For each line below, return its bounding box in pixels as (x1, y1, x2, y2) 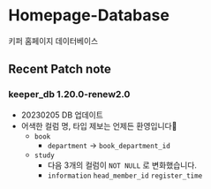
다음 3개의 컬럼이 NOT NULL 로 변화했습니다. (47, 160, 198, 170)
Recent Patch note (8, 62, 112, 77)
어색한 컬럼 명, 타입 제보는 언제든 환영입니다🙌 (20, 120, 177, 131)
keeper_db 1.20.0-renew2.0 (8, 88, 131, 101)
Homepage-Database (8, 5, 170, 26)
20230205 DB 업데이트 (20, 110, 103, 120)
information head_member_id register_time (47, 171, 203, 180)
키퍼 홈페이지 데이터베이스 (8, 35, 99, 46)
